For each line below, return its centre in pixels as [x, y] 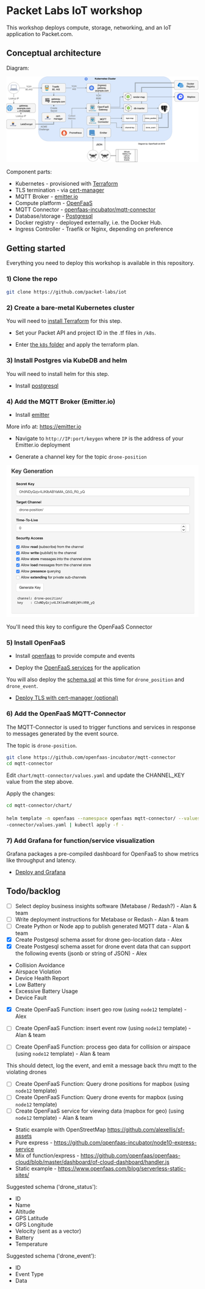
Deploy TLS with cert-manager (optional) [67, 698]
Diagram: [18, 68]
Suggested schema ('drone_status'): [52, 1186]
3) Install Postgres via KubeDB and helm [67, 361]
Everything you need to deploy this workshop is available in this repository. [100, 263]
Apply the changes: [31, 793]
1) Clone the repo [32, 278]
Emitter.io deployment [43, 445]
